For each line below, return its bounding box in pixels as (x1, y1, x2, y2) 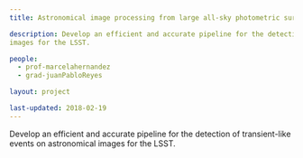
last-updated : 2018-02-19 (9, 104, 106, 113)
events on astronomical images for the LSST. (9, 137, 176, 149)
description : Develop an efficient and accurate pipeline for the (9, 29, 264, 39)
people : (9, 54, 39, 63)
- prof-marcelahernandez (17, 62, 111, 72)
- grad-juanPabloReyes (17, 71, 103, 80)
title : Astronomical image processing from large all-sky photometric (9, 13, 280, 23)
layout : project (9, 88, 70, 97)
